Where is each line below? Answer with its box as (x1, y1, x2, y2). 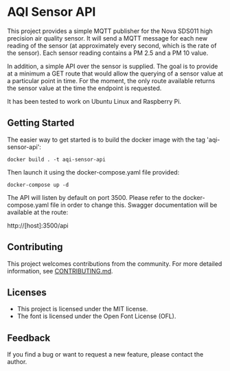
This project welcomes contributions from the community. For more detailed (7, 259, 222, 268)
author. (7, 358, 27, 366)
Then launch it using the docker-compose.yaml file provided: (7, 168, 180, 176)
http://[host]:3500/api (7, 221, 69, 229)
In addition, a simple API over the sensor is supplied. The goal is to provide (7, 62, 218, 70)
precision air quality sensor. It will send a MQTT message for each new (7, 34, 208, 42)
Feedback (7, 332, 51, 344)
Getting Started (7, 117, 75, 129)
